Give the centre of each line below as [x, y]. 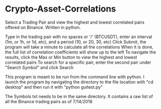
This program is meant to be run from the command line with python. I [75, 77]
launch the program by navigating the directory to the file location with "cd [79, 82]
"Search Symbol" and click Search [39, 67]
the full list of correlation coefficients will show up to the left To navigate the [80, 52]
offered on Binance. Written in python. [43, 27]
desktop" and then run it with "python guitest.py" [54, 87]
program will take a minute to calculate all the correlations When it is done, [79, 47]
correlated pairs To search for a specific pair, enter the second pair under [78, 62]
